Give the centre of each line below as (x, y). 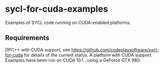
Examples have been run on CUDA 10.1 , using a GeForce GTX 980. (73, 60)
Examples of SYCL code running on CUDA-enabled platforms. (68, 23)
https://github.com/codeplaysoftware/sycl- (115, 49)
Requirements (27, 38)
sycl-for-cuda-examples (57, 9)
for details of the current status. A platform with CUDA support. (88, 55)
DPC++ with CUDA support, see (38, 49)
